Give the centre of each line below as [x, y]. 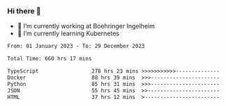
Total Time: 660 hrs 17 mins [50, 59]
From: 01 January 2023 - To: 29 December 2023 [76, 46]
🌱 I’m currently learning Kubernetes [68, 33]
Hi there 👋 [24, 11]
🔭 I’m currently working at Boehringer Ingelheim [86, 26]
